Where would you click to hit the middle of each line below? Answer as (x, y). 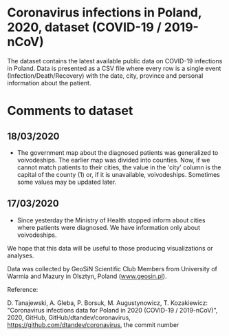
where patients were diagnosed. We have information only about (109, 227)
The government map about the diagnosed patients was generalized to (118, 152)
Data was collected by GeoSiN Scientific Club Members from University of (112, 269)
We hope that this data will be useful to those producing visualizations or (110, 248)
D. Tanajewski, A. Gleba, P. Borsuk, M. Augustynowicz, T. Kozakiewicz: (108, 303)
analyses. (21, 255)
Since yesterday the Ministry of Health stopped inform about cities (111, 220)
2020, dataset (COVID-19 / (84, 27)
